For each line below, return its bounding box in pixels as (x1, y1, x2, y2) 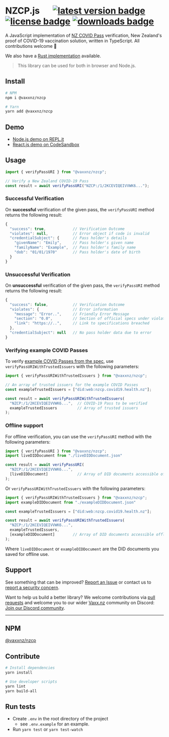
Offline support (5, 422, 44, 429)
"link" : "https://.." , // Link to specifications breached (14, 321, 150, 326)
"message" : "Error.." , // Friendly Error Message (14, 311, 129, 316)
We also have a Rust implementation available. (5, 53, 102, 59)
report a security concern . (5, 584, 59, 591)
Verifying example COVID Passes (5, 347, 88, 354)
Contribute (5, 652, 40, 661)
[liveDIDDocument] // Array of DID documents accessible (10, 472, 158, 477)
